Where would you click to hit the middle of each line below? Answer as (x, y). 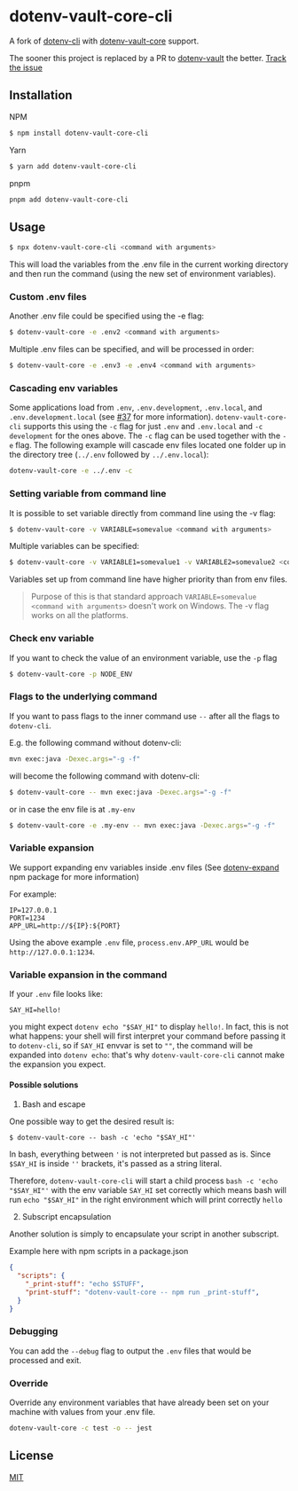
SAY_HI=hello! (35, 1010)
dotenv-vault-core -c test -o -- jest (81, 1428)
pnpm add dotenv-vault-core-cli (69, 200)
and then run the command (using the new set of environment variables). (143, 274)
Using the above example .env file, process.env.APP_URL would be (129, 942)
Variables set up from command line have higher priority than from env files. (149, 579)
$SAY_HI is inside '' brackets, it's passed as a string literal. (116, 1164)
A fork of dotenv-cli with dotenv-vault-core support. (104, 41)
